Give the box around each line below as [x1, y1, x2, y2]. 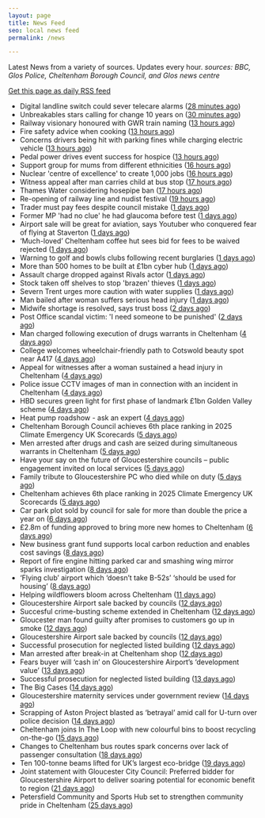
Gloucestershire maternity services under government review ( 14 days [19, 691, 249, 701]
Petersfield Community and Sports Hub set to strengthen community [19, 792, 244, 801]
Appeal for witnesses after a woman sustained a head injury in [19, 362, 223, 373]
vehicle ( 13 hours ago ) [19, 143, 93, 153]
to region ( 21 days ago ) [19, 784, 95, 793]
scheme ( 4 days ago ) [19, 405, 89, 415]
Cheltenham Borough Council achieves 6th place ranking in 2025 [19, 422, 233, 431]
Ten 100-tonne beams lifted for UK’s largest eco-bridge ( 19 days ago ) [19, 759, 246, 768]
